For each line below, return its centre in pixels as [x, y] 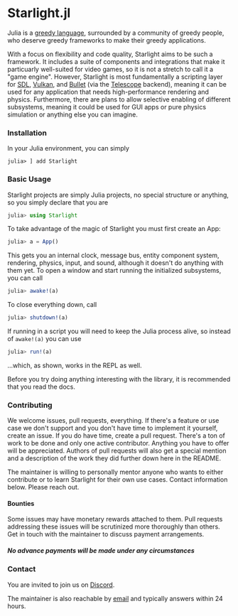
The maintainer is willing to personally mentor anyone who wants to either [115, 472]
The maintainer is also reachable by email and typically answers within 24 [115, 598]
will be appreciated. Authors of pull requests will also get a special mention [117, 451]
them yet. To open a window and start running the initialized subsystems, [114, 271]
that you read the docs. [42, 387]
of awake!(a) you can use [44, 339]
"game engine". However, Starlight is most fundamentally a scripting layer [115, 77]
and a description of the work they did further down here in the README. [114, 458]
